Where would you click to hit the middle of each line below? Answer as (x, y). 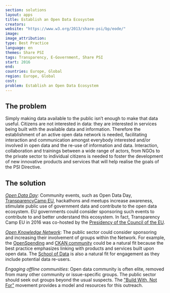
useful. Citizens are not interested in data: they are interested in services (81, 124)
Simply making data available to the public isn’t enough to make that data (82, 119)
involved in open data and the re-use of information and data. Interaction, (82, 145)
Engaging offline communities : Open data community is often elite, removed (85, 269)
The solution (26, 183)
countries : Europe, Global (34, 72)
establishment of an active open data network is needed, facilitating (76, 135)
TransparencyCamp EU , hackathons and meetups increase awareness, (79, 201)
